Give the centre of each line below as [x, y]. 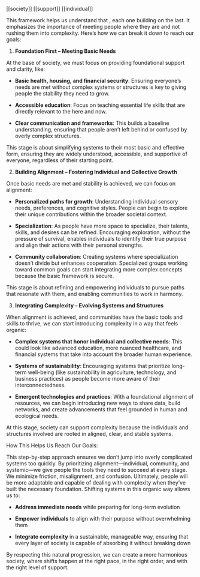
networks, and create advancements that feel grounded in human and [101, 409]
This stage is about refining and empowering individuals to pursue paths [95, 287]
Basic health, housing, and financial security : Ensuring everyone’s [98, 81]
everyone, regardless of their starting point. [60, 160]
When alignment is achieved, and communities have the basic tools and [95, 317]
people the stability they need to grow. [62, 93]
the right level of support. [37, 567]
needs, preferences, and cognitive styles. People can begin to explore [101, 208]
